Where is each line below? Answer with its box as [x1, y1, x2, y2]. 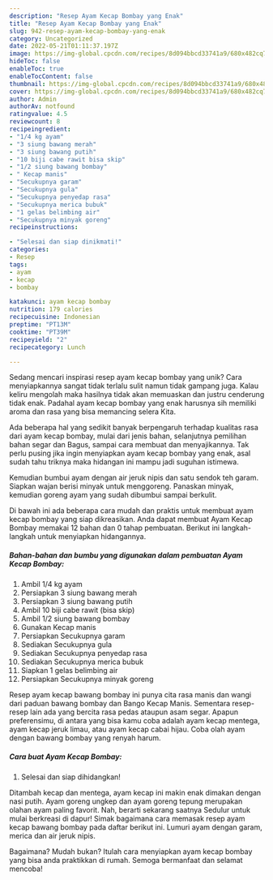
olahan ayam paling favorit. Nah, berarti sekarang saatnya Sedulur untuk [9, 805, 250, 815]
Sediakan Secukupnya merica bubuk [20, 657, 144, 666]
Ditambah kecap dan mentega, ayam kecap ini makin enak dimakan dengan [9, 788, 262, 798]
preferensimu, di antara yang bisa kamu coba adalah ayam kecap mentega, [9, 716, 260, 726]
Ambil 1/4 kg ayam [20, 580, 83, 589]
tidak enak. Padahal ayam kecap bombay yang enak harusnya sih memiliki [9, 399, 257, 408]
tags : [9, 261, 28, 269]
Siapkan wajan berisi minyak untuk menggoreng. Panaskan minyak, [9, 481, 234, 491]
